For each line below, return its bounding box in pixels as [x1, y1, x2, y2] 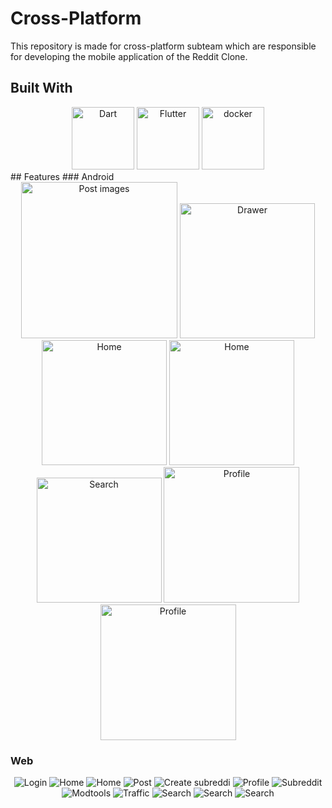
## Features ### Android [10, 170, 115, 182]
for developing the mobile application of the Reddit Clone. [10, 50, 248, 62]
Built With [10, 80, 73, 97]
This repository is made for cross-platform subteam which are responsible [10, 40, 317, 52]
